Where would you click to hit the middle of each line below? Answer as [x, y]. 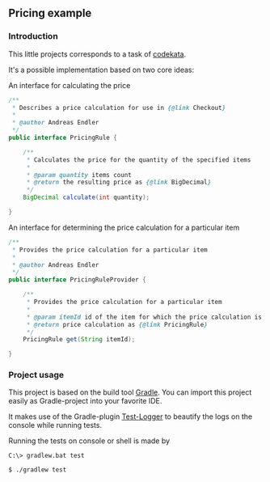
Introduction [33, 36]
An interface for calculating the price [70, 85]
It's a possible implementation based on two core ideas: [101, 70]
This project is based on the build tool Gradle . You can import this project [130, 392]
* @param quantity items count [79, 175]
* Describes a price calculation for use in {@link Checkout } [119, 108]
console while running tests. [55, 425]
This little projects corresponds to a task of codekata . [97, 54]
